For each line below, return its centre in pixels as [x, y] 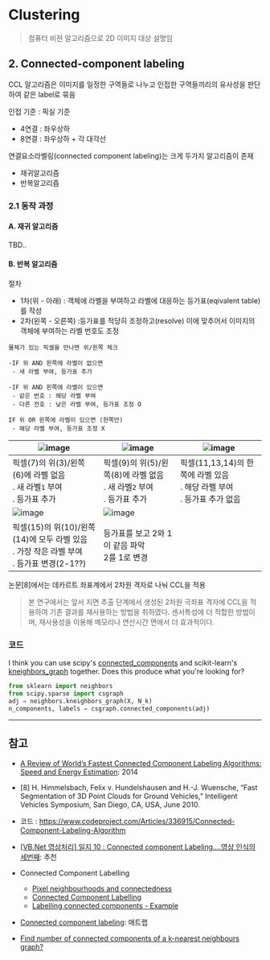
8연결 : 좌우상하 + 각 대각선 [63, 138]
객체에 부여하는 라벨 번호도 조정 [69, 331]
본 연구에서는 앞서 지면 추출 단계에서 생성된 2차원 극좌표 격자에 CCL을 [138, 602]
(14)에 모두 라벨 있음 [50, 539]
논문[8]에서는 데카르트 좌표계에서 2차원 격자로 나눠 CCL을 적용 [107, 585]
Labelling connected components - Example [105, 905]
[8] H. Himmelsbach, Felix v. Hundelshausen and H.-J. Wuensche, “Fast [139, 787]
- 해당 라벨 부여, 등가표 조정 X [58, 429]
